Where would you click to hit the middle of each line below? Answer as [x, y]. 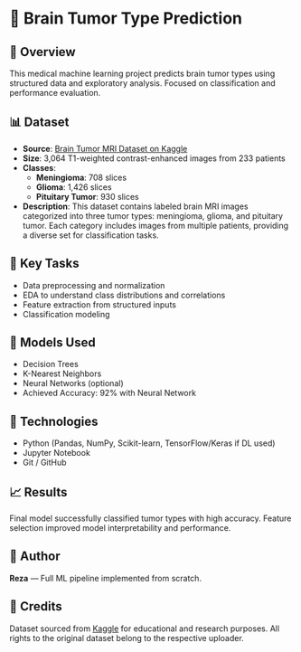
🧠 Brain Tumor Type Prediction [126, 19]
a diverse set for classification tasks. [91, 235]
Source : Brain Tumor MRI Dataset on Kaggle [105, 148]
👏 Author [35, 557]
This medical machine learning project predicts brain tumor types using [142, 73]
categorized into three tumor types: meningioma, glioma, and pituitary [152, 215]
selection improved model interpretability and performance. [120, 528]
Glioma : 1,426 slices [74, 187]
